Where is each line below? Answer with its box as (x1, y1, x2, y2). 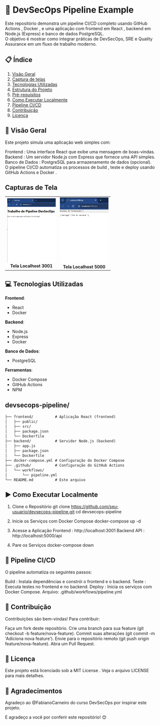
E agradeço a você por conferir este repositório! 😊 (5, 714, 107, 720)
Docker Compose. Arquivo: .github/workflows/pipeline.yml (5, 589, 122, 594)
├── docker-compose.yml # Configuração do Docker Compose (5, 458, 125, 463)
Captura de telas (12, 76, 46, 82)
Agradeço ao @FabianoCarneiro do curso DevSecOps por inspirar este (5, 700, 147, 706)
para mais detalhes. (5, 673, 45, 679)
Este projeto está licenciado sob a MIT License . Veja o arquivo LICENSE (5, 668, 149, 674)
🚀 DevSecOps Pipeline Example (5, 4, 134, 16)
